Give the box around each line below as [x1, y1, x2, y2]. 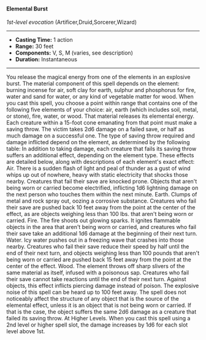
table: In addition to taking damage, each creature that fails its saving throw [6, 145, 197, 153]
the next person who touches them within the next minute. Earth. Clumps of [6, 191, 197, 198]
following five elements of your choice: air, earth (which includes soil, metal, [6, 106, 199, 114]
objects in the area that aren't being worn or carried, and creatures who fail [6, 223, 196, 231]
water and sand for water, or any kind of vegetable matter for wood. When [6, 93, 194, 101]
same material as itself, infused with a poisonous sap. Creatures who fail [6, 269, 189, 276]
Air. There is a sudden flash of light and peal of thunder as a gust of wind [6, 164, 191, 172]
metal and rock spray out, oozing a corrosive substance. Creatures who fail [6, 197, 196, 205]
